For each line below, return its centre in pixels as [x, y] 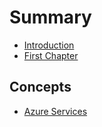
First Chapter [51, 55]
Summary [50, 17]
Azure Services [55, 111]
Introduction [49, 45]
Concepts [40, 87]
